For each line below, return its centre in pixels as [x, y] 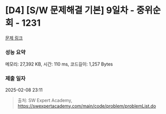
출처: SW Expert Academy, [45, 100]
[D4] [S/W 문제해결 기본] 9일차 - [70, 10]
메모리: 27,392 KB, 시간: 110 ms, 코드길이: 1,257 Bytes [59, 64]
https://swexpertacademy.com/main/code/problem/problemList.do [87, 106]
